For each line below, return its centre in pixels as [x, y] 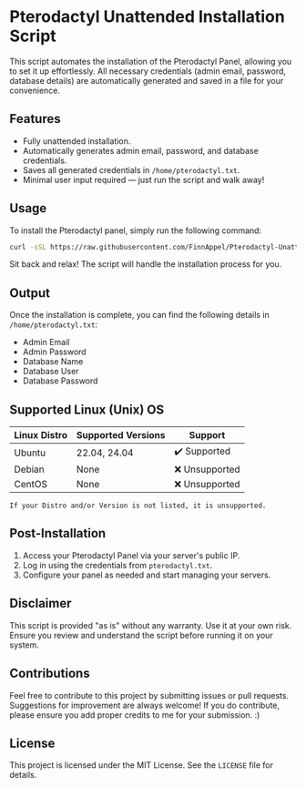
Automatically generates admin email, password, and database [141, 150]
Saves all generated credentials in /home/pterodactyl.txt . [131, 169]
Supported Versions [121, 435]
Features [35, 119]
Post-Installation [58, 533]
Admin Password [54, 352]
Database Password [60, 381]
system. [24, 645]
